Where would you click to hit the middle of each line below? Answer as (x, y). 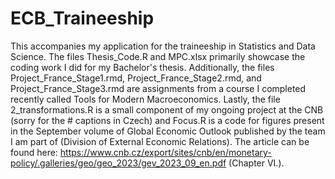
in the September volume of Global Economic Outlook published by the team (168, 131)
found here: (34, 152)
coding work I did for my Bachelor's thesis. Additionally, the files (142, 67)
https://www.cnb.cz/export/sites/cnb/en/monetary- (165, 152)
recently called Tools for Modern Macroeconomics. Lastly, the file (145, 99)
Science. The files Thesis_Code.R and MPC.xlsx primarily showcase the (158, 56)
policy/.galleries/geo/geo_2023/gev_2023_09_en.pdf (118, 163)
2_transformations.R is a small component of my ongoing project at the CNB (167, 109)
